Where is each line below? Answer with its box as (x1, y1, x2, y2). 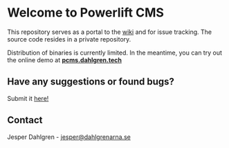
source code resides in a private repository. (7, 35, 131, 43)
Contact (7, 114, 43, 126)
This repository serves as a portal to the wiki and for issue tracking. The (7, 28, 212, 36)
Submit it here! (7, 94, 49, 102)
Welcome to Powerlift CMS (7, 5, 165, 21)
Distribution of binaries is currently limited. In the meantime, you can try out (7, 48, 223, 57)
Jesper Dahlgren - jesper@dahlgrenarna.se (7, 133, 131, 141)
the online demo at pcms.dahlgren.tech (7, 55, 122, 64)
